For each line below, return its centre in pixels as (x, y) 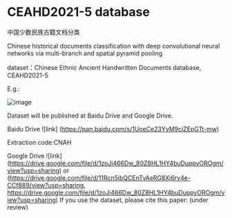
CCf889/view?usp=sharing (46, 185)
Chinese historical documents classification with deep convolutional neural (114, 46)
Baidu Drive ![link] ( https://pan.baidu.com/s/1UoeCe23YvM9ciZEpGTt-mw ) (113, 129)
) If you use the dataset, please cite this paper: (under (132, 200)
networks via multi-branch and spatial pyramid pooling (85, 53)
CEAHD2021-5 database (79, 12)
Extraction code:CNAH (39, 142)
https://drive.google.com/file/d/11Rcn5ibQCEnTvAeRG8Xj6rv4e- (100, 178)
